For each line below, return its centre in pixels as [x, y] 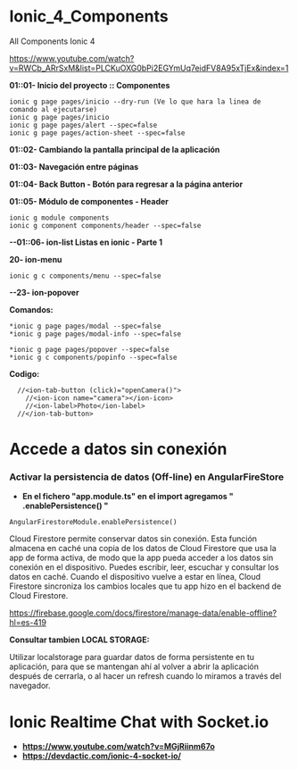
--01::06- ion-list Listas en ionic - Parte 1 [86, 242]
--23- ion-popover [44, 292]
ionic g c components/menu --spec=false [86, 276]
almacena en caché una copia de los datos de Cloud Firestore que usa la [143, 548]
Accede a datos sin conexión [118, 449]
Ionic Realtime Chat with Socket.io [139, 722]
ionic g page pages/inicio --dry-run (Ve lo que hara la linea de [135, 101]
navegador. [30, 686]
